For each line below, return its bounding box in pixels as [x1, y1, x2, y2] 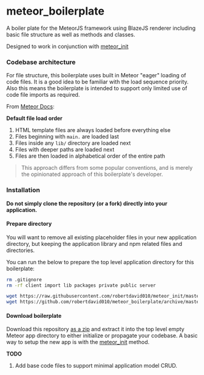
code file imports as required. [6, 91, 80, 99]
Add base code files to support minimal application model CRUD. [15, 362, 178, 370]
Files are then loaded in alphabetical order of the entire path [15, 152, 165, 159]
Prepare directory [6, 220, 52, 228]
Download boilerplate [6, 312, 62, 319]
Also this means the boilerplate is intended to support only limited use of [6, 85, 188, 92]
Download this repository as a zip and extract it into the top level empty [6, 326, 185, 333]
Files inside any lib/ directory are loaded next [15, 139, 131, 147]
